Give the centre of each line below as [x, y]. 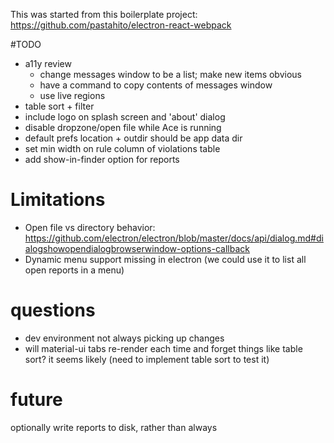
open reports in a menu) [74, 270]
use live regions [72, 95]
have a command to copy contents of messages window [156, 85]
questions [53, 310]
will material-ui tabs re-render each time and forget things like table [163, 348]
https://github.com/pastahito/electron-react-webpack [121, 25]
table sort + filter [59, 106]
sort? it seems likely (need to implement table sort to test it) [147, 359]
